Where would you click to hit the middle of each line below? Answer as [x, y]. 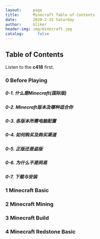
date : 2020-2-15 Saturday [40, 19]
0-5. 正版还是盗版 [24, 149]
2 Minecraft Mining [29, 204]
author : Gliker [26, 24]
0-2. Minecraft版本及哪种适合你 [39, 107]
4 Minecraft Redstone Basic [41, 231]
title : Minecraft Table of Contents [50, 15]
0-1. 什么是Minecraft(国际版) [36, 93]
